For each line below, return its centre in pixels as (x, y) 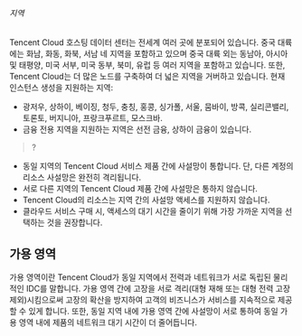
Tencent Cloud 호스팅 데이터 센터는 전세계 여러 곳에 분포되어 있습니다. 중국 (142, 42)
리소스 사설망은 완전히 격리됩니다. (82, 177)
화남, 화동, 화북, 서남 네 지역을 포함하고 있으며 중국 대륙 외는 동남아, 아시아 (157, 54)
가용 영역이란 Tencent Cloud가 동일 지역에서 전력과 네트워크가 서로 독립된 (140, 277)
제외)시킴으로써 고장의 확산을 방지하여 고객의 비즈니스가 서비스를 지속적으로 (142, 300)
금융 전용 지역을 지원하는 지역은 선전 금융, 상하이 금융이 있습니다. (137, 129)
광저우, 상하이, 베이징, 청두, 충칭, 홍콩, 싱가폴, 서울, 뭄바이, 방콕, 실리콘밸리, (156, 107)
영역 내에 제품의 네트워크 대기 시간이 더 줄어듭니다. (108, 322)
